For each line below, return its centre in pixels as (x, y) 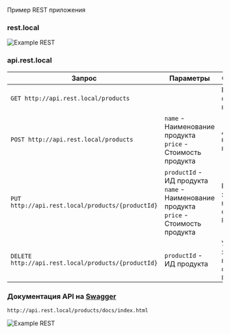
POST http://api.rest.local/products (72, 139)
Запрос (84, 78)
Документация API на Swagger (62, 296)
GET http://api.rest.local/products (70, 98)
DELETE (21, 256)
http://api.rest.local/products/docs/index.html (78, 310)
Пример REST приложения (46, 10)
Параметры (190, 78)
